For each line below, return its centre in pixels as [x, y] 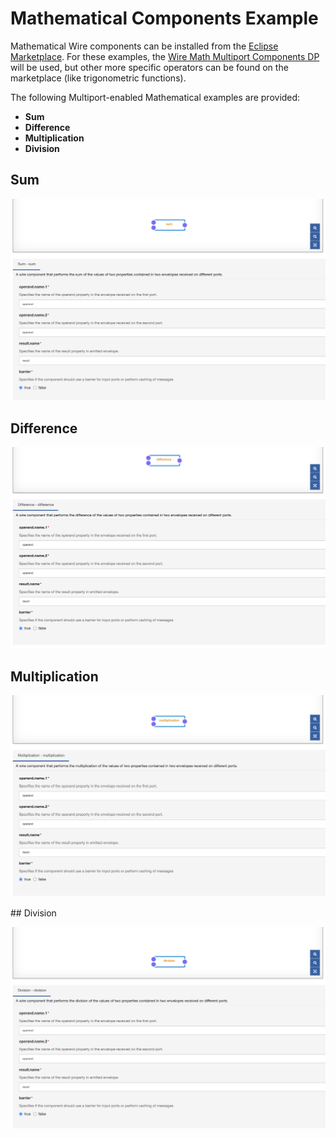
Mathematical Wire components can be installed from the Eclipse [144, 46]
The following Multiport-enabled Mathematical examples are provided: [155, 97]
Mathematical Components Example [164, 18]
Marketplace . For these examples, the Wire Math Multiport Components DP [165, 56]
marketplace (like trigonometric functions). [98, 78]
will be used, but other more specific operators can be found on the [149, 67]
